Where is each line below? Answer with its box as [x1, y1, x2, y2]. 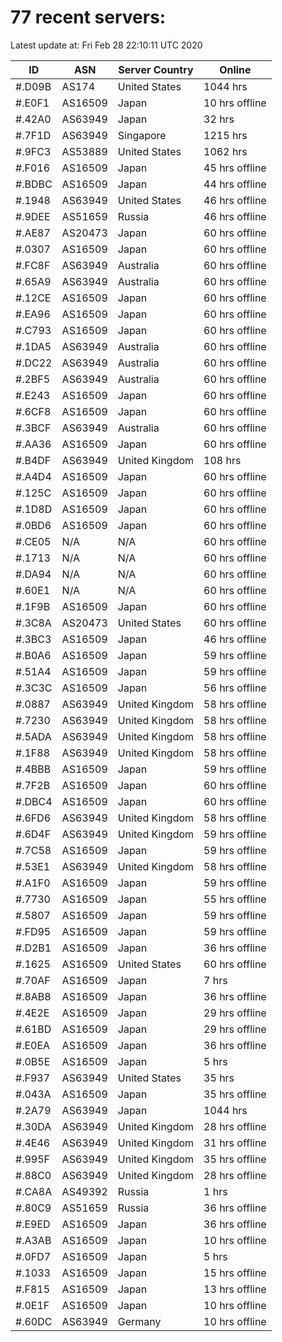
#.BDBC [15, 177, 53, 191]
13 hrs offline [203, 1282, 267, 1296]
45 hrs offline [203, 161, 267, 175]
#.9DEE [15, 209, 51, 223]
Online [219, 62, 252, 76]
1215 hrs [203, 128, 248, 142]
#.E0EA [15, 1038, 51, 1052]
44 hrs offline [203, 177, 267, 191]
